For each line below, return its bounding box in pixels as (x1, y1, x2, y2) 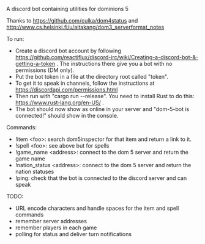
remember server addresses (15, 218, 88, 224)
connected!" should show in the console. (15, 112, 119, 119)
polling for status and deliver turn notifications (15, 231, 132, 237)
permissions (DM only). (15, 66, 75, 74)
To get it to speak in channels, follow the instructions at (15, 79, 155, 87)
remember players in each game (15, 224, 97, 231)
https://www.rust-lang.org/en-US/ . (15, 99, 104, 106)
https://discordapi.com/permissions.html (15, 86, 118, 93)
